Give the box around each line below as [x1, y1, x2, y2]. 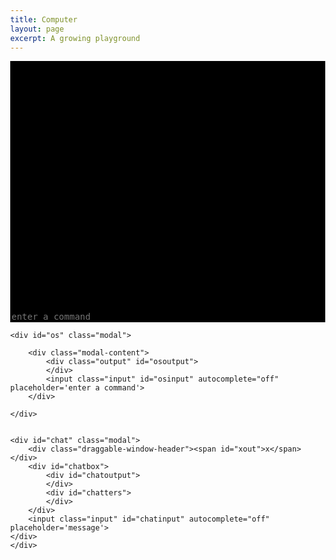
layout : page [10, 24, 64, 34]
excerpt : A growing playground [10, 33, 141, 43]
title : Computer [10, 14, 78, 25]
